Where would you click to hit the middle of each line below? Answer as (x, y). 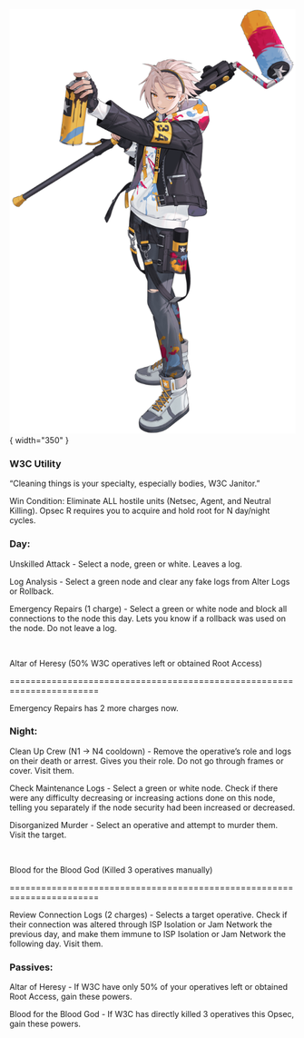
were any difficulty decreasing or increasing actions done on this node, (142, 797)
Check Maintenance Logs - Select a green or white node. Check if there (144, 788)
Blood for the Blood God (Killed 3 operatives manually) (111, 870)
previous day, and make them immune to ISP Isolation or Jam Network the (147, 934)
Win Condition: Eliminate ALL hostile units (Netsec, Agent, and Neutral (140, 501)
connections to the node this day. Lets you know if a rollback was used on (148, 618)
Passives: (31, 967)
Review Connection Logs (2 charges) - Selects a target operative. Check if (148, 914)
